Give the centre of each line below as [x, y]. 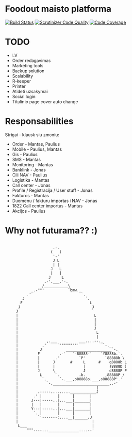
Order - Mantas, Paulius [36, 144]
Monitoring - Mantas [33, 164]
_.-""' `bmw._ [56, 290]
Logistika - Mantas [31, 180]
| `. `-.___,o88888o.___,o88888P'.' [69, 379]
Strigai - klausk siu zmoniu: [32, 135]
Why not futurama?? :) [51, 231]
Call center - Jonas [31, 185]
